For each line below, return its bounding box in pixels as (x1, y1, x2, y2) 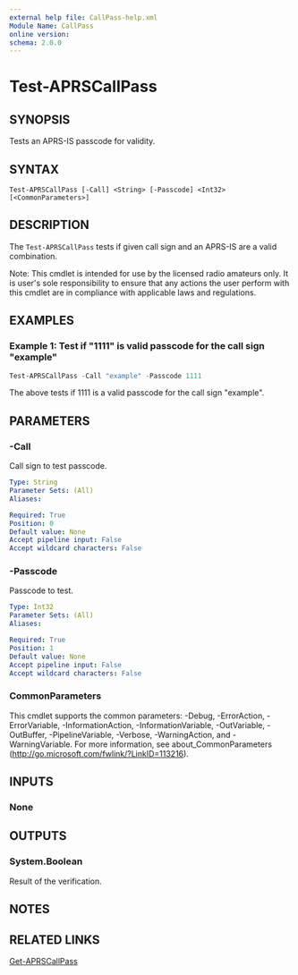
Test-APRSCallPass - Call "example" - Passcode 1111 (9, 371, 202, 380)
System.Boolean (9, 855, 83, 868)
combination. (9, 250, 58, 261)
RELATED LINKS (9, 932, 100, 947)
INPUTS (9, 775, 54, 790)
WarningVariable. (9, 739, 73, 750)
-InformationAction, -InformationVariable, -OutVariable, (62, 719, 266, 730)
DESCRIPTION (9, 217, 89, 233)
